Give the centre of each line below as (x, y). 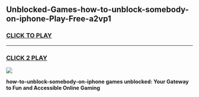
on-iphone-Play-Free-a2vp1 (59, 19)
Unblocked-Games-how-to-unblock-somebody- (98, 10)
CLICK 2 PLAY (27, 58)
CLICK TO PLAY (29, 36)
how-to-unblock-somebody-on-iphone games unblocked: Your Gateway (97, 81)
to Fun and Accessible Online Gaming (53, 88)
